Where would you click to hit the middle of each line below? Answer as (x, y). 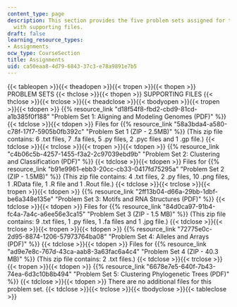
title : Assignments (36, 60)
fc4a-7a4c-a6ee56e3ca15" (47, 214)
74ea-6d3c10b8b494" (39, 274)
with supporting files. (48, 27)
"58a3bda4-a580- (201, 124)
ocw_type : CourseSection (44, 54)
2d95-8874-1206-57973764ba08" (57, 236)
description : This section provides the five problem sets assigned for (116, 20)
